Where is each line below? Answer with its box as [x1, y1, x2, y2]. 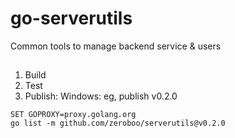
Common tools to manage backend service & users [10, 40, 222, 52]
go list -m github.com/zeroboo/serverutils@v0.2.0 [10, 118, 226, 129]
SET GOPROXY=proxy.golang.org [10, 110, 137, 120]
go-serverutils [10, 7, 133, 30]
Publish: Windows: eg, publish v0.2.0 [24, 90, 178, 102]
